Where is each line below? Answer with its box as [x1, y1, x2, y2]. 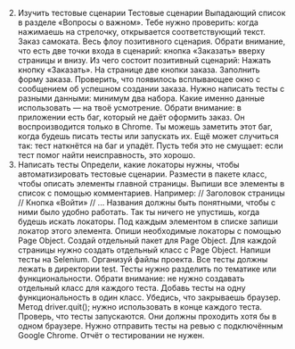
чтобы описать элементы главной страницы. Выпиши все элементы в [17, 179, 285, 188]
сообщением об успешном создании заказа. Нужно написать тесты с [17, 84, 285, 94]
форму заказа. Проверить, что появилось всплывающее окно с [17, 74, 261, 84]
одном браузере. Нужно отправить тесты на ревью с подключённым [17, 320, 283, 331]
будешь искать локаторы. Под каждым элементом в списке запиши [17, 216, 279, 227]
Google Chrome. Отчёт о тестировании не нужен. [17, 330, 205, 340]
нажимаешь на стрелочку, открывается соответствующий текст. [17, 27, 266, 37]
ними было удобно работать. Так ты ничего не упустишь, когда [17, 207, 260, 217]
